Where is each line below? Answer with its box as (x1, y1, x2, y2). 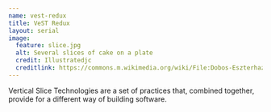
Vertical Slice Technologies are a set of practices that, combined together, (8, 86, 255, 95)
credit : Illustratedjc (15, 57, 92, 65)
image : (8, 34, 31, 42)
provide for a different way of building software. (8, 94, 168, 104)
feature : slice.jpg (15, 42, 81, 50)
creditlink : (15, 64, 56, 72)
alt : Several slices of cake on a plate (15, 49, 153, 57)
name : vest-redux (8, 11, 67, 20)
